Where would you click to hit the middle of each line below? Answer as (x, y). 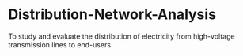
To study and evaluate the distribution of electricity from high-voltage (121, 36)
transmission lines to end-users (60, 44)
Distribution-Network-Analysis (112, 15)
